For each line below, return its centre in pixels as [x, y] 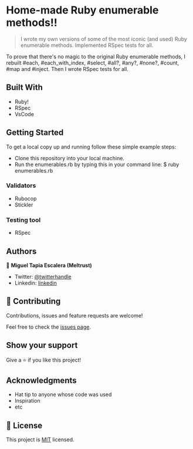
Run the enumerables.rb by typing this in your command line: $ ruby [97, 164]
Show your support [42, 345]
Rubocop [26, 198]
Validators [21, 185]
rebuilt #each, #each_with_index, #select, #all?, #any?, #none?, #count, [93, 63]
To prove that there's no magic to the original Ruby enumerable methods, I [96, 56]
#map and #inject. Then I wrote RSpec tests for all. [67, 69]
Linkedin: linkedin [35, 283]
